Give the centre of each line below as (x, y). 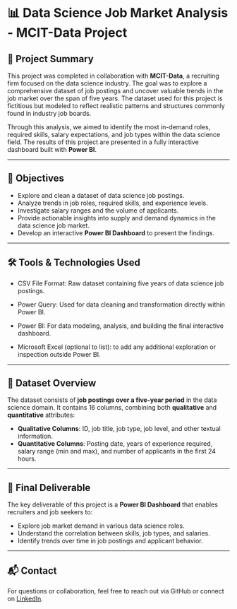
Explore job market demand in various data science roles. (101, 526)
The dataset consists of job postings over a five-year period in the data (112, 400)
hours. (27, 459)
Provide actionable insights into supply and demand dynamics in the (117, 218)
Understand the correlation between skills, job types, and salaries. (114, 533)
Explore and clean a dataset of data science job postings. (101, 195)
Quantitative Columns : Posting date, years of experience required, (115, 444)
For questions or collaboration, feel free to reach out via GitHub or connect (116, 591)
